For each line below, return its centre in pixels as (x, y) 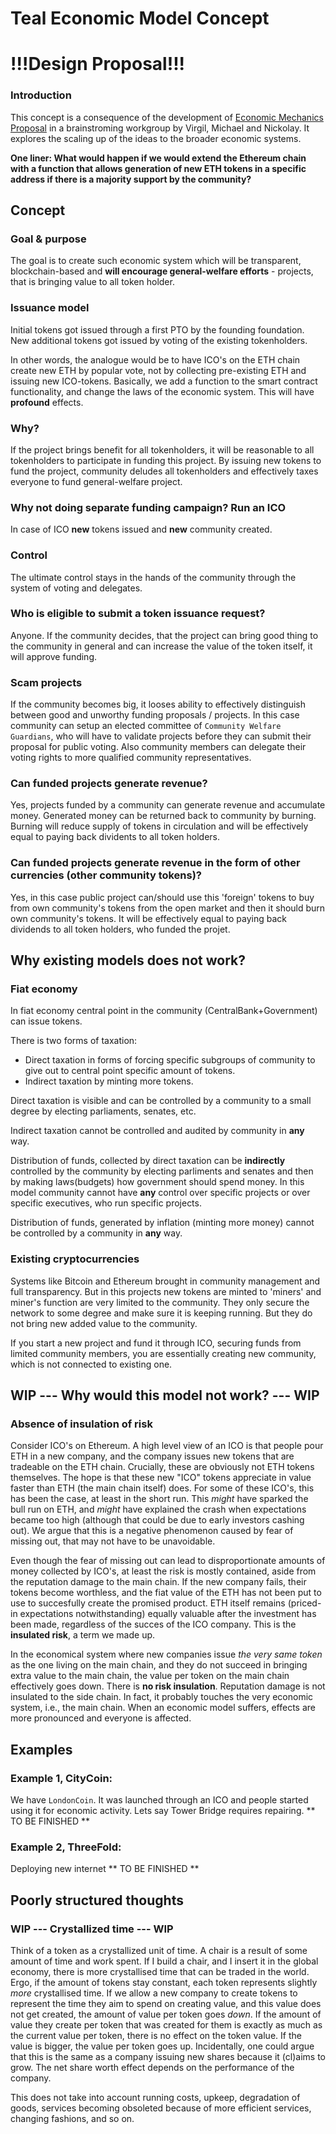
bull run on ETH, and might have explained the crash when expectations (158, 1509)
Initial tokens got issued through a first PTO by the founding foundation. (157, 329)
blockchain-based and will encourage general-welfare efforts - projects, (162, 271)
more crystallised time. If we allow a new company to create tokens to (154, 1993)
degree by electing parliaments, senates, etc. (103, 1111)
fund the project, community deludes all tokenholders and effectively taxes (164, 471)
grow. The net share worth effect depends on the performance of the (152, 2068)
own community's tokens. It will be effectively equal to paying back (149, 918)
